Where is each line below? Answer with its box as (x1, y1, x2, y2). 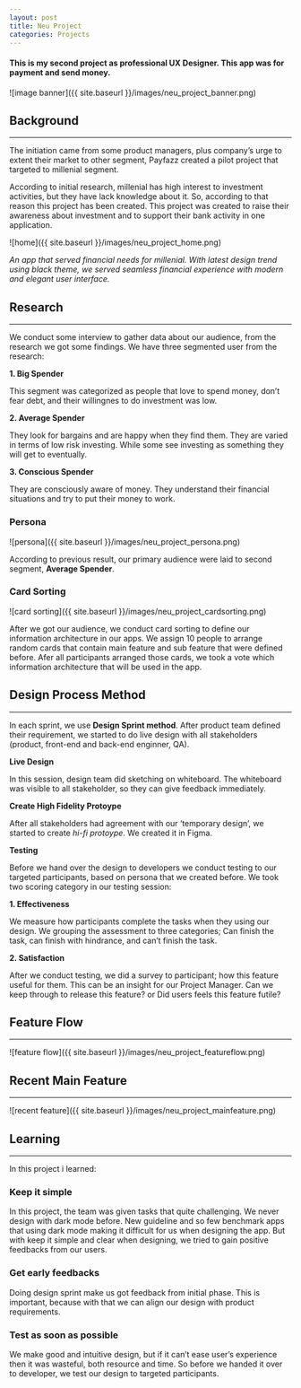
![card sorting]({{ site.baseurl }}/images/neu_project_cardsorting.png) (9, 606, 267, 616)
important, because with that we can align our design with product (9, 1296, 255, 1307)
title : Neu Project (9, 22, 82, 31)
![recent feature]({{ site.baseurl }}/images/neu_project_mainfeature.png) (9, 1105, 276, 1116)
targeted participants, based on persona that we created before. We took (9, 871, 279, 882)
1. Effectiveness (9, 898, 70, 909)
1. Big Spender (9, 369, 64, 380)
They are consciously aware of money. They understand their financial (9, 484, 271, 494)
